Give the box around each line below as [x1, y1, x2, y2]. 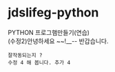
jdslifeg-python [8, 5, 99, 21]
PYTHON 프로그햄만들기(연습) [8, 28, 90, 36]
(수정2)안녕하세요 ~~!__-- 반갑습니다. [8, 36, 109, 45]
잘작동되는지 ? [8, 51, 43, 59]
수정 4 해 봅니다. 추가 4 [8, 59, 71, 66]
